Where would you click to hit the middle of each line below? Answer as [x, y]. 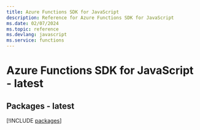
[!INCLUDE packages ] [34, 121]
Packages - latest [40, 106]
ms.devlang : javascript [37, 35]
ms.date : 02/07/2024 [33, 23]
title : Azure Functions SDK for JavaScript [63, 12]
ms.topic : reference [33, 29]
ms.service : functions [35, 40]
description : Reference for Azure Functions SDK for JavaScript [90, 18]
